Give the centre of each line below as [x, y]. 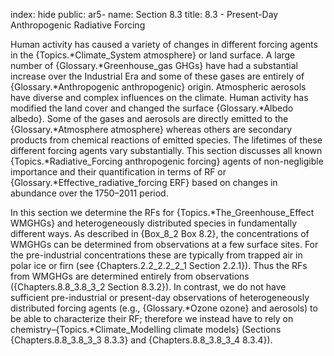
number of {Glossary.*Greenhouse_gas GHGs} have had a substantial [154, 65]
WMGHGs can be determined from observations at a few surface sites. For [164, 244]
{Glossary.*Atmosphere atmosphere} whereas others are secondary [151, 129]
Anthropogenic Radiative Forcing [78, 25]
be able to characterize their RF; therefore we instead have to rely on [152, 318]
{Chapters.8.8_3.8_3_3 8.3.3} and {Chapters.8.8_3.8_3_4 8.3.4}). [141, 340]
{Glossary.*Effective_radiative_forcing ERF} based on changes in [144, 182]
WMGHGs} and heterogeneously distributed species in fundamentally [154, 223]
